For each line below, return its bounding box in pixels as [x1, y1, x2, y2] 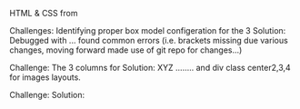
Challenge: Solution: [9, 90, 85, 100]
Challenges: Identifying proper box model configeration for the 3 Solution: [9, 25, 286, 35]
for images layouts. [9, 72, 82, 83]
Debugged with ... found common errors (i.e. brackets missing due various [9, 35, 288, 45]
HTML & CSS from [9, 8, 78, 18]
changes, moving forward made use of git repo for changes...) [9, 45, 243, 55]
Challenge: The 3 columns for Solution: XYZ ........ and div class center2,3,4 [9, 63, 291, 73]
